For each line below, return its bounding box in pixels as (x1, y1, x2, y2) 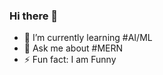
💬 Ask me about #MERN (23, 42, 124, 54)
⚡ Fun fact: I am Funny (23, 54, 117, 66)
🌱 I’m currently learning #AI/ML (23, 32, 153, 44)
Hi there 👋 (9, 9, 59, 23)
